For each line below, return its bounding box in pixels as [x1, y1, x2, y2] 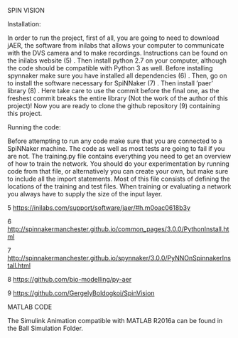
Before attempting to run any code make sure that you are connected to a [7, 137, 222, 145]
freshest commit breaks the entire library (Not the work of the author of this [7, 94, 229, 102]
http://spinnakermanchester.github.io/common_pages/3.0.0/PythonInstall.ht [7, 225, 229, 233]
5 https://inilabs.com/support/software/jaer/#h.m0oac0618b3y [7, 204, 190, 212]
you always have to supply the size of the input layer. [7, 190, 163, 198]
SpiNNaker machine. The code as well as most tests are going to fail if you [7, 144, 225, 152]
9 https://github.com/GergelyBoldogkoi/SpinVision [7, 289, 155, 297]
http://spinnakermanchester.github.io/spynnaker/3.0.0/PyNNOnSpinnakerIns [7, 254, 231, 262]
